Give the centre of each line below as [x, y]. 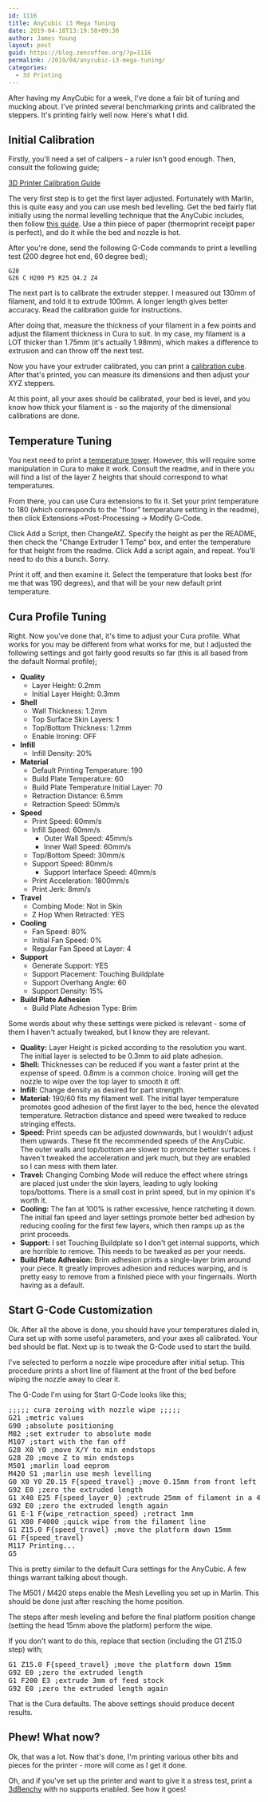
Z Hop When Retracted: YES [78, 915]
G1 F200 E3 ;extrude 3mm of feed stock [86, 1680]
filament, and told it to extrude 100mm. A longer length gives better [118, 301]
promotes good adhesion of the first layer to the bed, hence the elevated [139, 1107]
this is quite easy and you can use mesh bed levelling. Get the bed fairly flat [132, 207]
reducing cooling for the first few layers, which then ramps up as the [132, 1226]
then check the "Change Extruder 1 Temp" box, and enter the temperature [130, 542]
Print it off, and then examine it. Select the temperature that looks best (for [130, 575]
